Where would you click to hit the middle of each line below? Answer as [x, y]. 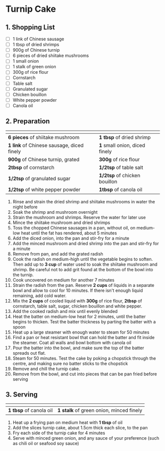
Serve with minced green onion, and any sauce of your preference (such [86, 438]
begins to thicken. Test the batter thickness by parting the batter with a [84, 322]
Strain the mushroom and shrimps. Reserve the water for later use [79, 217]
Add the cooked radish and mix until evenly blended [65, 311]
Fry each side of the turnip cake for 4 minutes [59, 433]
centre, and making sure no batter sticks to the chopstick [70, 363]
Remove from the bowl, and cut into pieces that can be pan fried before [85, 374]
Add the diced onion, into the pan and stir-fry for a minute [71, 238]
